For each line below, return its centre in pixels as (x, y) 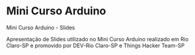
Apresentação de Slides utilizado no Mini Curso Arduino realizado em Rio (97, 39)
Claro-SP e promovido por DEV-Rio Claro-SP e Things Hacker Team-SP (95, 45)
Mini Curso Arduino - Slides (41, 27)
